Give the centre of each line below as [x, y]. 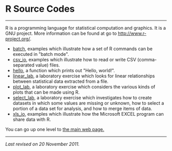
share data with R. [32, 119]
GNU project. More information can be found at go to [61, 33]
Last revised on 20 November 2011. [42, 144]
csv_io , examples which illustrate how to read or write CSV [74, 59]
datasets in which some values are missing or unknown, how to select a [88, 103]
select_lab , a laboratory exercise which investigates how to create [82, 97]
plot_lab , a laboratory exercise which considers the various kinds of [84, 87]
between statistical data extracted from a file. [60, 81]
